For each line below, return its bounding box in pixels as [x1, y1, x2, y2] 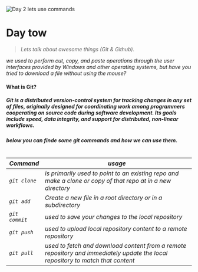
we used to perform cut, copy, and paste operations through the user [6, 57, 175, 64]
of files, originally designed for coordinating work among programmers [6, 103, 186, 110]
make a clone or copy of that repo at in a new [45, 176, 171, 185]
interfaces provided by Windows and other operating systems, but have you [6, 63, 192, 70]
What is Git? [6, 83, 37, 90]
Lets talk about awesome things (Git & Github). [20, 45, 134, 53]
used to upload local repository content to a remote [45, 224, 187, 232]
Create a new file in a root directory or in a [45, 194, 163, 202]
